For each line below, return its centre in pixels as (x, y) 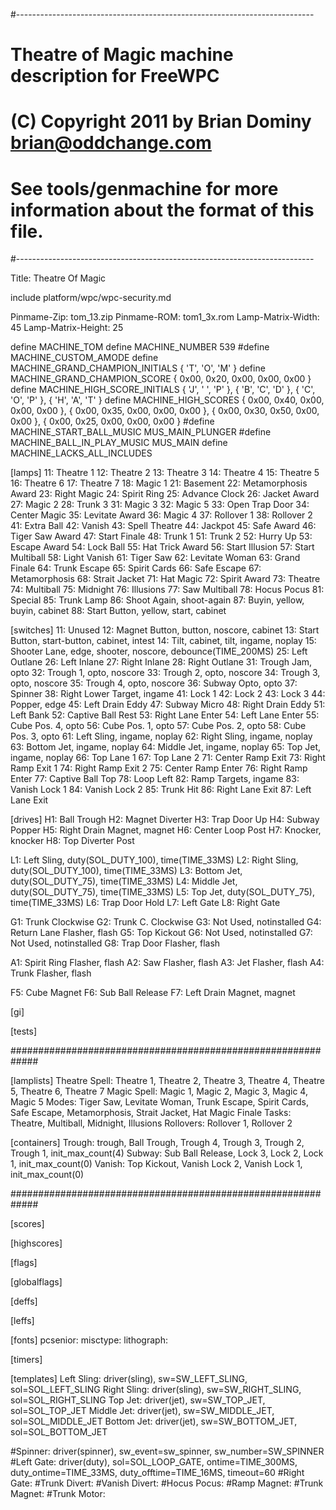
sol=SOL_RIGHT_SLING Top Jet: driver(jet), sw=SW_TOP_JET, (138, 1400)
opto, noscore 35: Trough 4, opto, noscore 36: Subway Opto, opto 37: (154, 683)
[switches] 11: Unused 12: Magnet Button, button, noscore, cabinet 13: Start (165, 630)
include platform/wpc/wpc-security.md (91, 298)
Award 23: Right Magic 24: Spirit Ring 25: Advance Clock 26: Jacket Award (165, 494)
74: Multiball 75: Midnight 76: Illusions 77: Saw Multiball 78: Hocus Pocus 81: (167, 590)
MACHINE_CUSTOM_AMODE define (84, 358)
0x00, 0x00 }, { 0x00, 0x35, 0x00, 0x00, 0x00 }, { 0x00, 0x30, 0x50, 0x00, (165, 411)
